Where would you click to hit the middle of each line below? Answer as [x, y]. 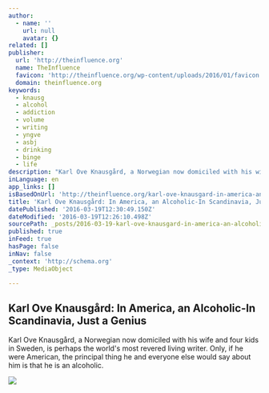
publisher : [26, 53]
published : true [35, 232]
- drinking [34, 150]
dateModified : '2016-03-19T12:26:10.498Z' [80, 217]
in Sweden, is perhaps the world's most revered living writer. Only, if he [126, 348]
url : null [39, 30]
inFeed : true [30, 239]
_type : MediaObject [41, 269]
